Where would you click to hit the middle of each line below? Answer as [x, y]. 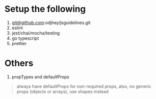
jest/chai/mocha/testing [36, 33]
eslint [17, 27]
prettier [19, 43]
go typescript [25, 38]
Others [19, 63]
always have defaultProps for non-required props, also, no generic [84, 86]
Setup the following [45, 9]
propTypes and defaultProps [40, 76]
